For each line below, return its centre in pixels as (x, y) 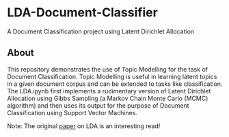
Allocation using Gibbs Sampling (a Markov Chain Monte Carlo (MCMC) (108, 98)
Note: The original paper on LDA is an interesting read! (84, 126)
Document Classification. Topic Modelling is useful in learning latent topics (112, 76)
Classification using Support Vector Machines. (72, 112)
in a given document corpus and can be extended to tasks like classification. (115, 84)
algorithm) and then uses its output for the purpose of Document (98, 105)
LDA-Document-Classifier (83, 13)
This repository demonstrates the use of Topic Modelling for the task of (108, 69)
